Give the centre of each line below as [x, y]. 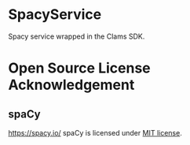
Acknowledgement [71, 85]
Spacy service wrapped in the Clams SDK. [77, 36]
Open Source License [79, 68]
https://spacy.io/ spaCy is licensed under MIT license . [95, 132]
